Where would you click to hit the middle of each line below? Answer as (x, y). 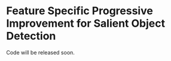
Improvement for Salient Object (86, 23)
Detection (31, 36)
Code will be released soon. (40, 52)
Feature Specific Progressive (80, 11)
